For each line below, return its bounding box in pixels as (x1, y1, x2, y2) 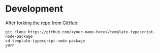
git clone (5, 29, 26, 34)
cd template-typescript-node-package (5, 38, 85, 43)
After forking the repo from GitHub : (5, 20, 79, 26)
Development (5, 3, 63, 15)
